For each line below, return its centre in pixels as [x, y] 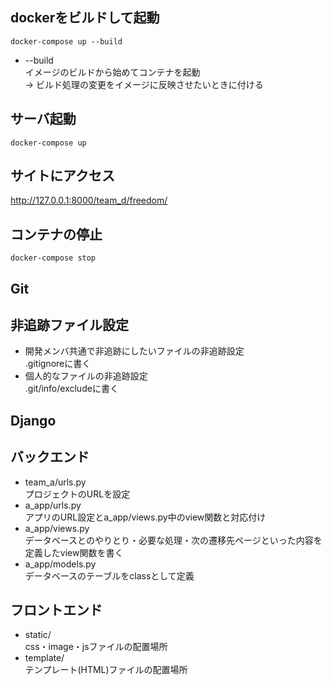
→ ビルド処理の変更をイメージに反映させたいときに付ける [144, 84]
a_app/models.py [60, 564]
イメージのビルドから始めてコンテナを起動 [112, 72]
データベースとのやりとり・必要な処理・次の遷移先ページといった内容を [173, 540]
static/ [38, 635]
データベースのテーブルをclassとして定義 [109, 575]
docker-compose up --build [66, 41]
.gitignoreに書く [58, 364]
